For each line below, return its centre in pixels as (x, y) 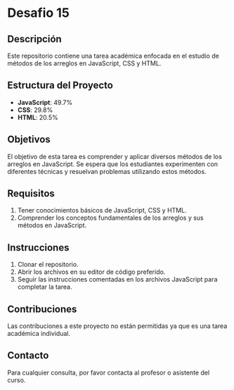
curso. (17, 380)
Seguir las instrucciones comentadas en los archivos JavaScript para (117, 279)
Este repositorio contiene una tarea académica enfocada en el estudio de (113, 56)
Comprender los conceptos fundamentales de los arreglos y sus (110, 218)
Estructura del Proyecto (60, 86)
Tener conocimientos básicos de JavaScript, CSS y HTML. (102, 210)
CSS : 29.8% (35, 110)
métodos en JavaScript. (52, 225)
